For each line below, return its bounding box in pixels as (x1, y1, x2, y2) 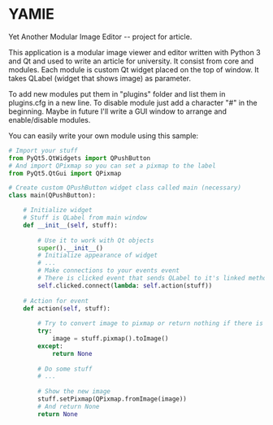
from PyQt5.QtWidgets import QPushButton (8, 154, 151, 163)
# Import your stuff (8, 146, 79, 154)
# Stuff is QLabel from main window (23, 214, 148, 222)
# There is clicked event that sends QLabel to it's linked (37, 274, 245, 283)
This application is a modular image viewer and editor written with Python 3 (8, 47, 262, 57)
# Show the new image (37, 388, 111, 396)
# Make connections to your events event (37, 267, 180, 275)
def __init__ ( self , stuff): (23, 221, 118, 229)
